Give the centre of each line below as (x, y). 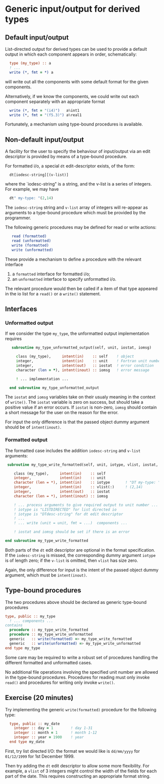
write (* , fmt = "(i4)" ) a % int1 (44, 110)
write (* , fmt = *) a (31, 72)
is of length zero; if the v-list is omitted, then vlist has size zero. (72, 560)
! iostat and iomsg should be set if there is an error (72, 532)
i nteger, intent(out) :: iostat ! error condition (85, 365)
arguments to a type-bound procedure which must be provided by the (75, 213)
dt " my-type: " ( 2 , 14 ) (31, 198)
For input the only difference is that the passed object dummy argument (77, 422)
